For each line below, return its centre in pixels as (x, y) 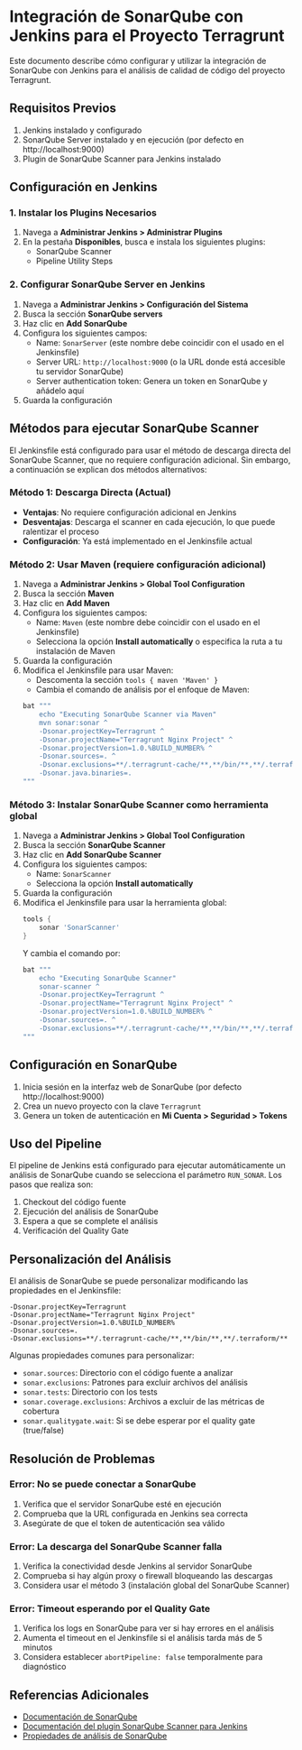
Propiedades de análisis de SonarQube (95, 1736)
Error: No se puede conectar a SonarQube (103, 1484)
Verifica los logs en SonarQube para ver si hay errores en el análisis (148, 1628)
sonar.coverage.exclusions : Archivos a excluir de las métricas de (143, 1402)
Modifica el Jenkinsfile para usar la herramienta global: (124, 903)
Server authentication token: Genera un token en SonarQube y (151, 381)
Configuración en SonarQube (93, 1065)
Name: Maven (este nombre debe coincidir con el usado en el (148, 622)
